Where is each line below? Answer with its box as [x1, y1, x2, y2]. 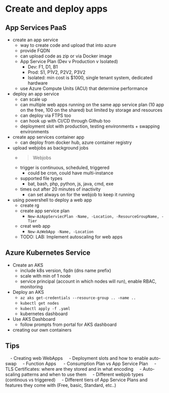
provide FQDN [20, 48, 50, 53]
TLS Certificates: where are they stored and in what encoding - [5, 366, 142, 372]
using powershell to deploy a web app [12, 197, 92, 203]
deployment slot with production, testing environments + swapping [20, 123, 160, 129]
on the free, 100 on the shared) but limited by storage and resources [20, 107, 163, 113]
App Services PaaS [5, 23, 67, 32]
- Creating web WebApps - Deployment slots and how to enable [10, 355, 148, 361]
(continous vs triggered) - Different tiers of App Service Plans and [5, 377, 148, 383]
